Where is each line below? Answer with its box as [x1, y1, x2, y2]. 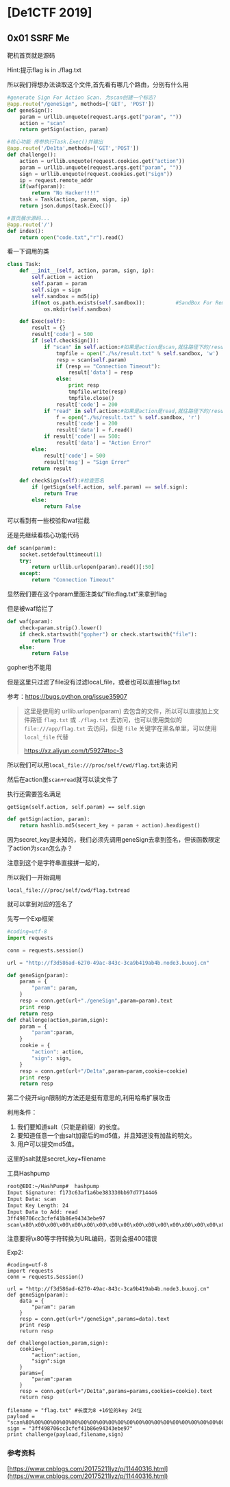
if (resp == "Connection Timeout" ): [55, 363, 161, 370]
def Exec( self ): [19, 318, 66, 325]
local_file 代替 [23, 733, 69, 741]
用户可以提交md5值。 [16, 1140, 78, 1148]
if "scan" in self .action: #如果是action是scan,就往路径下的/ [43, 344, 212, 350]
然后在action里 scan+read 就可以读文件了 [7, 775, 118, 784]
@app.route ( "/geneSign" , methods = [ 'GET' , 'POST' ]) [7, 100, 155, 107]
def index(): [7, 227, 44, 234]
